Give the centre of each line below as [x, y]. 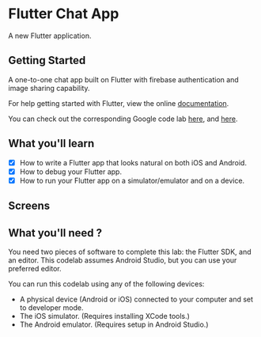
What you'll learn [51, 144]
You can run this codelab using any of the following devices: [106, 284]
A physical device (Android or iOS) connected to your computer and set [136, 299]
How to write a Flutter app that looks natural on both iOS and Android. [133, 162]
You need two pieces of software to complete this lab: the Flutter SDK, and [130, 252]
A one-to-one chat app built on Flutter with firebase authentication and [123, 79]
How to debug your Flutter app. [71, 172]
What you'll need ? [55, 233]
